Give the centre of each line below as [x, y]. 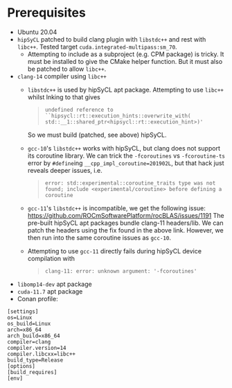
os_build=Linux [29, 323]
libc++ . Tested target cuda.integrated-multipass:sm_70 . [97, 47]
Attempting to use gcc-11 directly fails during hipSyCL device [115, 251]
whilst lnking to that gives [64, 97]
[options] [21, 366]
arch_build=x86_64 [34, 336]
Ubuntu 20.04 [37, 32]
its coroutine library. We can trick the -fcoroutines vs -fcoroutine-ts [126, 155]
